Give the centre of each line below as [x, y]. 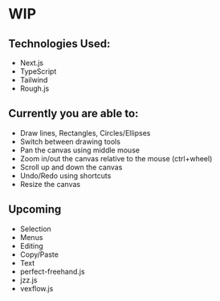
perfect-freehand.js [53, 271]
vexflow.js [37, 288]
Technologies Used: [59, 44]
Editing [32, 246]
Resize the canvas [50, 184]
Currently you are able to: [73, 114]
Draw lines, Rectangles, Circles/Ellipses [85, 132]
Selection [36, 229]
